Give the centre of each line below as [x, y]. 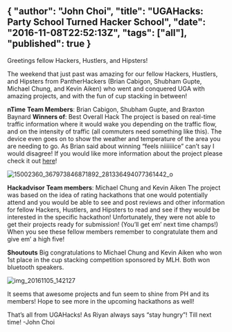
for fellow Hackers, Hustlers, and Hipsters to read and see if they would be [114, 210]
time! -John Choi [31, 322]
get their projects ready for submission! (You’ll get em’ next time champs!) [113, 224]
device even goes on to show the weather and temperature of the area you [114, 138]
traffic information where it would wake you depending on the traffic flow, [112, 124]
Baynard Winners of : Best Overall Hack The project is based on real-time [111, 116]
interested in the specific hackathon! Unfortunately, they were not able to [111, 216]
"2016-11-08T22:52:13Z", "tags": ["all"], [97, 33]
